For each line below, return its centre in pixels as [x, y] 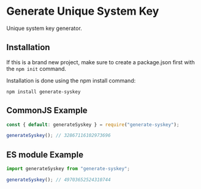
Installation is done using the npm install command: [71, 80]
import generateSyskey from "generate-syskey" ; [68, 169]
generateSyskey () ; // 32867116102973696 [59, 136]
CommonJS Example [47, 110]
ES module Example [45, 154]
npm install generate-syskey [44, 92]
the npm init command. [36, 69]
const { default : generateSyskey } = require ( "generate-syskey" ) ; [93, 124]
